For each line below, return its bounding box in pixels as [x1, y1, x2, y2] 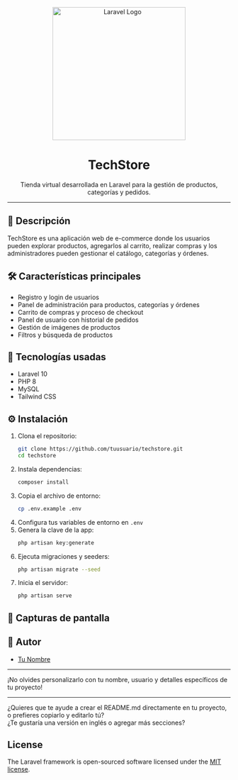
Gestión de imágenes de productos [17, 323, 120, 331]
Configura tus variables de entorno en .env [17, 518, 144, 526]
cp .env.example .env [17, 505, 81, 512]
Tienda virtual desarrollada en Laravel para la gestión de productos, [20, 180, 218, 189]
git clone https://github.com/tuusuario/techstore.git [17, 445, 183, 453]
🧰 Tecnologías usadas [7, 351, 106, 363]
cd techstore [17, 452, 57, 459]
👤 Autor [7, 636, 42, 648]
